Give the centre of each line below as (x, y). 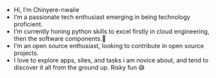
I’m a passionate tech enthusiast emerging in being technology (102, 17)
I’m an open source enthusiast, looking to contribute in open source (109, 46)
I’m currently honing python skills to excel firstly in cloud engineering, (111, 31)
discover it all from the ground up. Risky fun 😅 (79, 67)
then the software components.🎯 (60, 39)
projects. (26, 53)
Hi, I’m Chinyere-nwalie (46, 10)
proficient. (28, 24)
